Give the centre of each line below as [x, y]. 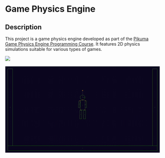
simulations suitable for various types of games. [54, 49]
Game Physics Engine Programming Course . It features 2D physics [73, 44]
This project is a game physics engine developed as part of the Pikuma [77, 39]
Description [23, 27]
